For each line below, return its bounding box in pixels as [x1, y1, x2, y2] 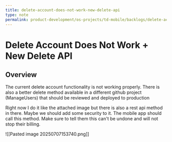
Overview [5, 70, 37, 79]
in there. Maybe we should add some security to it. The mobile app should [5, 110, 162, 116]
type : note [5, 12, 29, 17]
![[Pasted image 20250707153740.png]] [5, 131, 90, 137]
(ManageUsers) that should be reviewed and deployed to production [5, 95, 150, 101]
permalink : [5, 17, 29, 22]
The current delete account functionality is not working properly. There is [5, 84, 160, 90]
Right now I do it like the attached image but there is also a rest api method [5, 105, 163, 111]
